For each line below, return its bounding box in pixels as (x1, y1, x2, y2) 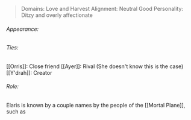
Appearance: (6, 25, 39, 33)
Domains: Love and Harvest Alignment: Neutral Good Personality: (20, 5, 184, 12)
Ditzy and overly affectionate (20, 11, 93, 19)
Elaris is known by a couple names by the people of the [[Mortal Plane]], (6, 102, 186, 109)
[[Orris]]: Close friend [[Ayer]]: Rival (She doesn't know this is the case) (6, 63, 184, 70)
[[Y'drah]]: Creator (6, 69, 52, 76)
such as (6, 108, 26, 115)
